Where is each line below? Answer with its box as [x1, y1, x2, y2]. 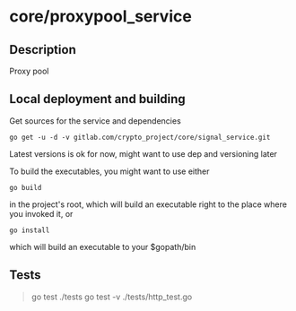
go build [9, 183, 42, 192]
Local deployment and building [9, 91, 186, 107]
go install [9, 226, 50, 235]
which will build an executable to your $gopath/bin [9, 241, 196, 252]
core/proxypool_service [9, 6, 193, 27]
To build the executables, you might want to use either [9, 166, 210, 177]
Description [9, 42, 76, 57]
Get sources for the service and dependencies [9, 115, 181, 126]
